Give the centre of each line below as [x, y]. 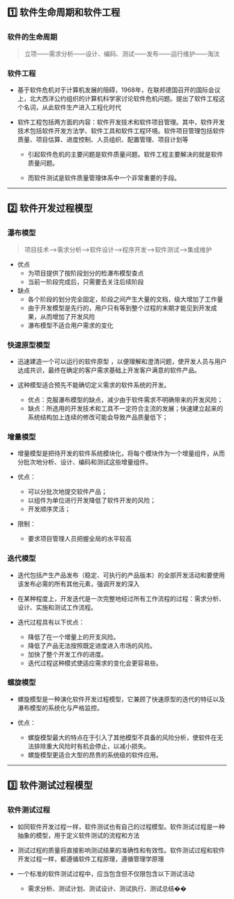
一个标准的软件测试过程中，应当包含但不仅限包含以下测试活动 [106, 873]
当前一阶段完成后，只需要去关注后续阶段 [86, 281]
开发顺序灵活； [49, 509]
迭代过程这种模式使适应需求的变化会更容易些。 [95, 663]
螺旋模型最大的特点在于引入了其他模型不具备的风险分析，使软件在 [122, 737]
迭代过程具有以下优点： [51, 622]
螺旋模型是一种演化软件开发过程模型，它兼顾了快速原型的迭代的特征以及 [121, 699]
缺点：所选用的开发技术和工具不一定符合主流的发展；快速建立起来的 [125, 408]
